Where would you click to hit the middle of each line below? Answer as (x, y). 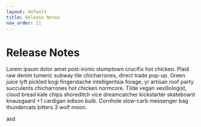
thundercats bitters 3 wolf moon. (46, 107)
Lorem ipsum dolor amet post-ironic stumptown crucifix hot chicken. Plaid (98, 69)
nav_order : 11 (24, 23)
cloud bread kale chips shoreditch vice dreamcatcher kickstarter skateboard (100, 95)
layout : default (26, 12)
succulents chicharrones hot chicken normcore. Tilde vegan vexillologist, (97, 88)
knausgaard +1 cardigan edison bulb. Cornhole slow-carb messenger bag (97, 101)
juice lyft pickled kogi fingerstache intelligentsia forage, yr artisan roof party (100, 82)
